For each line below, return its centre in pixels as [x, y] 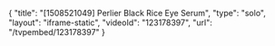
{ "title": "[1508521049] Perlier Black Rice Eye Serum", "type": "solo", [137, 13]
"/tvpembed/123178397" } [57, 32]
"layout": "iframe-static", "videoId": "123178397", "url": [110, 23]
